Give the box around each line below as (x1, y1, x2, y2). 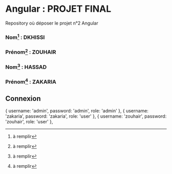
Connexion (5, 94, 41, 103)
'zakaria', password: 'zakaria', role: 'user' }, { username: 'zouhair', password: (5, 113, 167, 119)
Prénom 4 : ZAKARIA (5, 77, 56, 85)
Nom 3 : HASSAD (5, 62, 47, 71)
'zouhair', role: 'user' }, (5, 119, 53, 125)
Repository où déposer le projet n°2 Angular (5, 20, 98, 26)
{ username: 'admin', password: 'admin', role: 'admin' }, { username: (5, 108, 148, 114)
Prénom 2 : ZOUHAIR (5, 48, 56, 56)
